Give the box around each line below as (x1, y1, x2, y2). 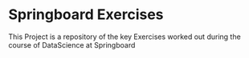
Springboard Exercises (8, 6, 164, 24)
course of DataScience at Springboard (8, 40, 136, 49)
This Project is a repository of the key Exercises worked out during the (8, 32, 241, 41)
